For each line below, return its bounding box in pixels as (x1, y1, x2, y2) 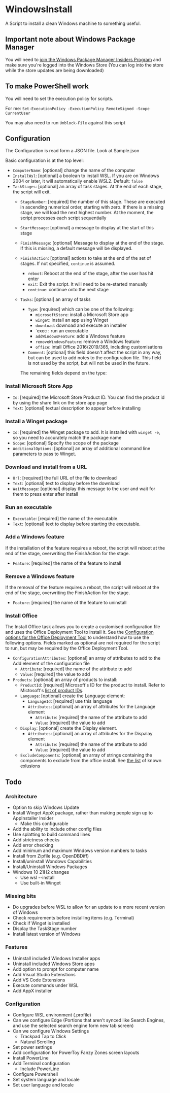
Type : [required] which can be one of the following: (27, 306, 134, 313)
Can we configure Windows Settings (12, 1028, 89, 1034)
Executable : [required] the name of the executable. (12, 515, 119, 521)
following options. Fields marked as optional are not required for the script (5, 640, 160, 646)
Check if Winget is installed (12, 920, 70, 927)
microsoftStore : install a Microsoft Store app (35, 312, 128, 318)
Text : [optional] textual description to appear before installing (12, 405, 141, 411)
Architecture (5, 793, 38, 800)
